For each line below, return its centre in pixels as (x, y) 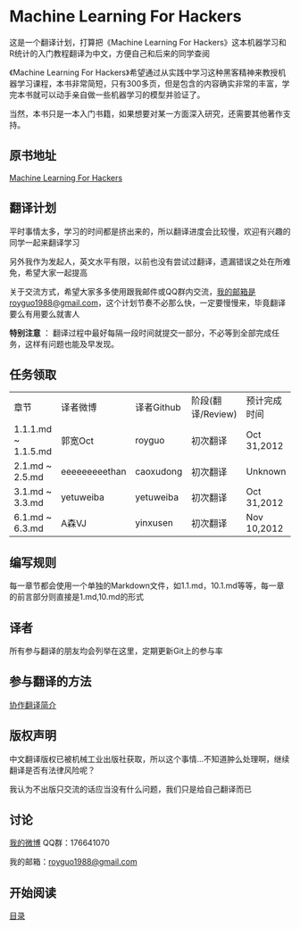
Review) (220, 414)
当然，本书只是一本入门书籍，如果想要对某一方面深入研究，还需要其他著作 (146, 113)
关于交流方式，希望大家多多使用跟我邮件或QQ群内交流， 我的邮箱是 (133, 291)
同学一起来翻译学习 (45, 242)
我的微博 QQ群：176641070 (59, 843)
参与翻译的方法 (50, 681)
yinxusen (154, 523)
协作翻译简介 (33, 705)
